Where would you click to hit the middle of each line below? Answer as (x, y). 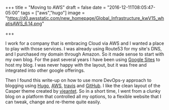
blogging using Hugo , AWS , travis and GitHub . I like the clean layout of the (83, 86)
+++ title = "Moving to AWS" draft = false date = (56, 7)
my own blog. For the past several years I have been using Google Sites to (83, 60)
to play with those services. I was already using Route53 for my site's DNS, (84, 49)
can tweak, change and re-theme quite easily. (53, 102)
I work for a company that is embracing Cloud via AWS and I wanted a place (85, 43)
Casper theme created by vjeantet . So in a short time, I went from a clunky (83, 91)
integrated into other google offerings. (45, 70)
